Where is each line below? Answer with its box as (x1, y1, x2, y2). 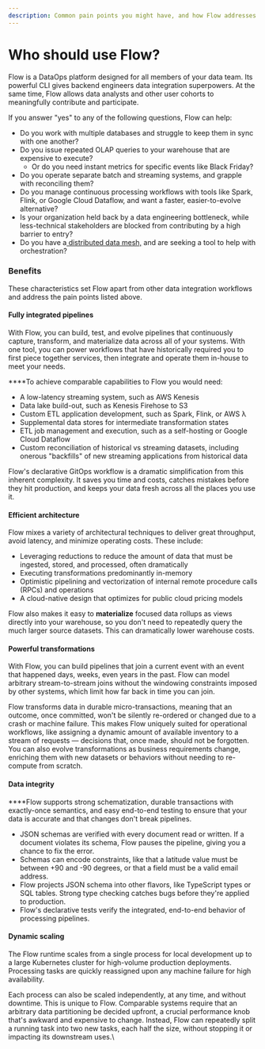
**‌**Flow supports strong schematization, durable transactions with (8, 797, 234, 806)
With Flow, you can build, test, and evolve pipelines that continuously (8, 328, 233, 338)
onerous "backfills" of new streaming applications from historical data (19, 451, 248, 461)
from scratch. (39, 761, 83, 771)
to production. (19, 897, 66, 906)
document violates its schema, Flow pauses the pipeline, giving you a (19, 837, 247, 847)
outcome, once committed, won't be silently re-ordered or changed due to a (8, 710, 256, 720)
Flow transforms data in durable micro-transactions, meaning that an (8, 703, 233, 712)
